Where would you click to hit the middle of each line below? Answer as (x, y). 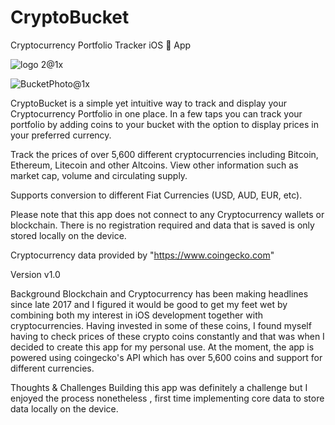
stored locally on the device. (68, 235)
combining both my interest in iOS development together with (137, 315)
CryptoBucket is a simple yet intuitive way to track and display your (148, 103)
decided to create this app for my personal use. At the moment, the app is (162, 347)
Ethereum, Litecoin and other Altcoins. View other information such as (154, 165)
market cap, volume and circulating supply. (99, 175)
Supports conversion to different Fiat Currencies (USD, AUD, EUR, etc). (156, 195)
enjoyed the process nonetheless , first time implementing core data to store (167, 398)
